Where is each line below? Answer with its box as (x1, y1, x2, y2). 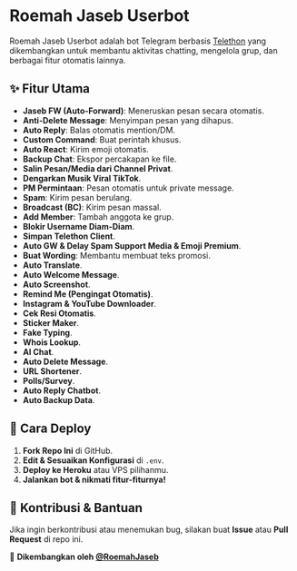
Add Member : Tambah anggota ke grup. (22, 211, 174, 222)
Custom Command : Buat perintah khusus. (22, 133, 182, 145)
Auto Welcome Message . (22, 269, 120, 280)
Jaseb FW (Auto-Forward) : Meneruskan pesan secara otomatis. (22, 105, 265, 116)
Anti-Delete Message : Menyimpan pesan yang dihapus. (22, 114, 234, 125)
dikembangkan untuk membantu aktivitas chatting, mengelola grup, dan (9, 44, 279, 55)
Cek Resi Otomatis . (22, 308, 97, 319)
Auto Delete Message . (22, 356, 109, 367)
